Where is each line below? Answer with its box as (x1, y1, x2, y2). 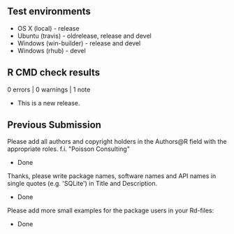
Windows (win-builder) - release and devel (17, 38, 141, 47)
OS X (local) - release (17, 24, 80, 32)
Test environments (7, 6, 91, 17)
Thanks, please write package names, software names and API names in (7, 172, 217, 180)
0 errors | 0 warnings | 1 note (7, 85, 91, 94)
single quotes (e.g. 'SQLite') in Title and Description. (7, 180, 158, 188)
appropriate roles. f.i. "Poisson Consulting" (7, 145, 131, 153)
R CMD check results (7, 66, 101, 79)
